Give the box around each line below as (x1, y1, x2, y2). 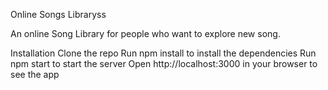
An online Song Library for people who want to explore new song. (10, 28, 281, 39)
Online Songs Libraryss (10, 9, 107, 20)
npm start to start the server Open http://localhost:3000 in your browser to (10, 58, 318, 69)
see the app (10, 69, 60, 80)
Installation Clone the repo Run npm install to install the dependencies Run (10, 47, 317, 59)
